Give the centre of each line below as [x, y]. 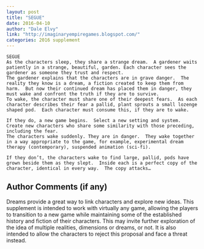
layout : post [23, 12]
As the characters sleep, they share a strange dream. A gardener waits [102, 62]
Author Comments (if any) [57, 187]
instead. [16, 240]
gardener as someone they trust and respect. [65, 73]
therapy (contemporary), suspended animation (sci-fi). [79, 147]
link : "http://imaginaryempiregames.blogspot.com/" [73, 35]
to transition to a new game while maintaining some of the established [94, 214]
